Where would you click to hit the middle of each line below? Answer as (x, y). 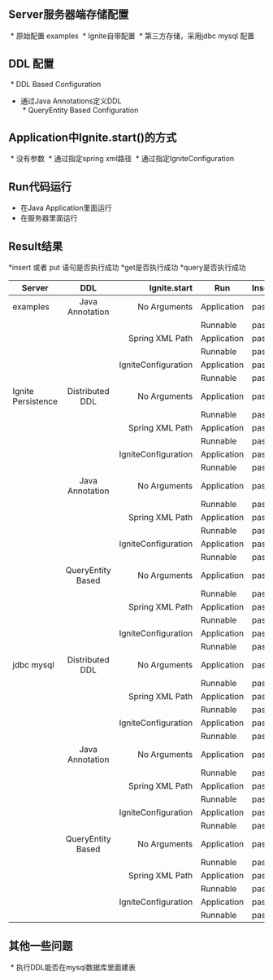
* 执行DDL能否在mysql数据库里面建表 (73, 967)
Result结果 (36, 246)
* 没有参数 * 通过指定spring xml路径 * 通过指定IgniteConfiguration (122, 159)
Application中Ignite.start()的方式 (93, 138)
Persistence (35, 401)
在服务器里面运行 (49, 218)
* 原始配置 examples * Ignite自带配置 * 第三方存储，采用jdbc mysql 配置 (132, 36)
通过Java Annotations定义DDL (71, 101)
